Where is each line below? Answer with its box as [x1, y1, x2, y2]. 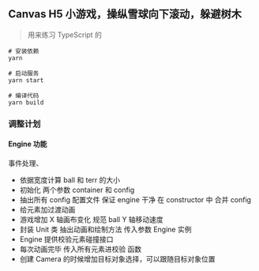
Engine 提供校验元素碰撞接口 [19, 234, 114, 243]
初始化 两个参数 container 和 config [19, 185, 135, 194]
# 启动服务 [8, 70, 39, 77]
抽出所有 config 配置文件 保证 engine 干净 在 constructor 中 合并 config [19, 194, 251, 204]
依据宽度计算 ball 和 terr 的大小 [19, 175, 121, 184]
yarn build [8, 98, 44, 107]
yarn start [8, 76, 44, 85]
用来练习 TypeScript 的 [27, 30, 103, 40]
